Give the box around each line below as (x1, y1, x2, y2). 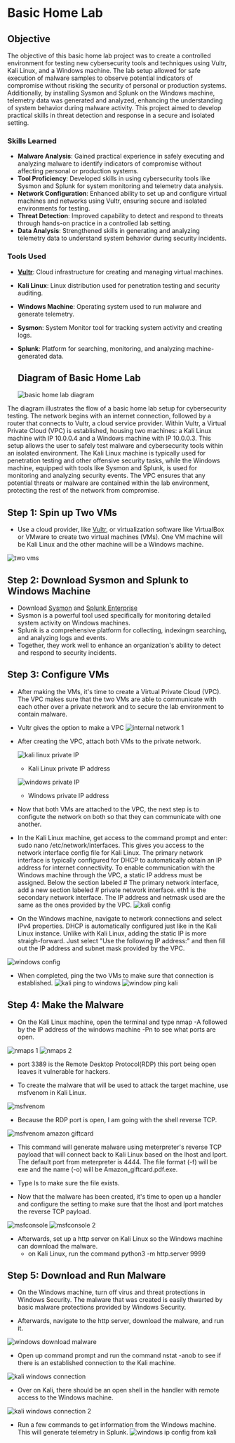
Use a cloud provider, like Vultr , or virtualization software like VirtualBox (17, 525, 224, 534)
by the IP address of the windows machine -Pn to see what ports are (17, 1025, 216, 1033)
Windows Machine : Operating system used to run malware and (17, 302, 202, 310)
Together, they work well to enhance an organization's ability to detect (17, 641, 221, 650)
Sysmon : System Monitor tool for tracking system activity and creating (17, 323, 222, 331)
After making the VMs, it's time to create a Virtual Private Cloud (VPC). (17, 687, 222, 696)
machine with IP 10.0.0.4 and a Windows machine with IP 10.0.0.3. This (7, 434, 212, 443)
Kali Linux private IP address (27, 764, 111, 773)
